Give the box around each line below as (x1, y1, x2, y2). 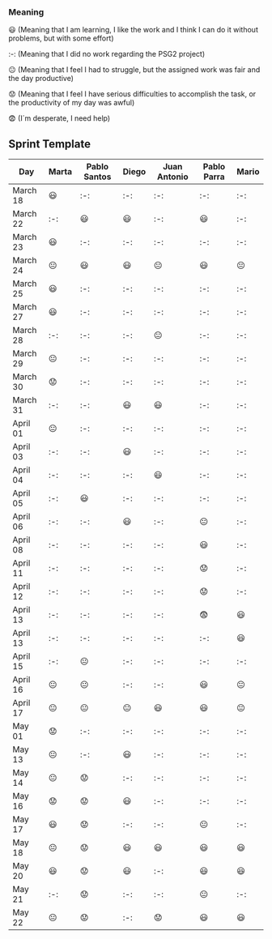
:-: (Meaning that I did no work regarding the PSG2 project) (8, 49, 206, 59)
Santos (83, 171, 112, 182)
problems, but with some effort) (8, 33, 115, 43)
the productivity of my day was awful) (8, 98, 135, 108)
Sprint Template (8, 137, 91, 151)
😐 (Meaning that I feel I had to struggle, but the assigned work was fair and (8, 65, 261, 75)
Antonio (156, 171, 189, 182)
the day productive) (8, 74, 74, 83)
